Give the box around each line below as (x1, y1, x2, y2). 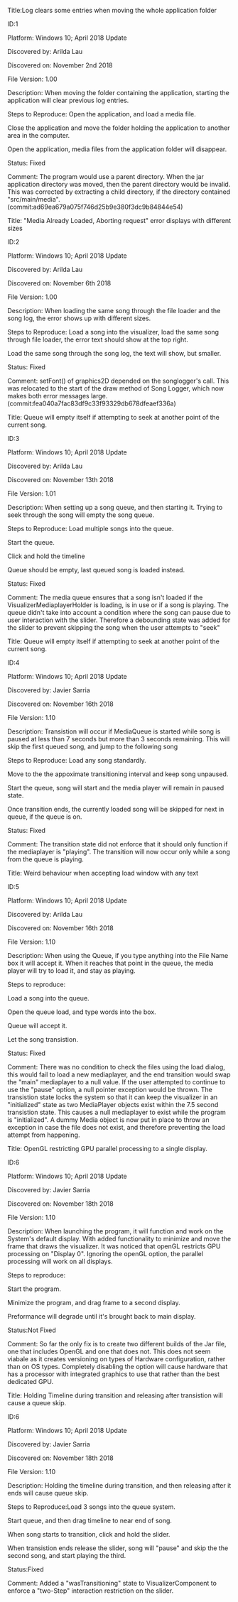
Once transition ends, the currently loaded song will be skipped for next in (7, 805, 225, 813)
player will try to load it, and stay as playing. (7, 966, 136, 975)
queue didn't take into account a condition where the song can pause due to (7, 609, 231, 616)
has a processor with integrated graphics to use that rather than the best (7, 1370, 220, 1378)
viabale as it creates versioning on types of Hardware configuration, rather (7, 1355, 226, 1363)
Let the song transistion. (7, 1035, 78, 1043)
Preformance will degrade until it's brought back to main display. (7, 1312, 196, 1320)
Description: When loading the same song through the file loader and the (7, 307, 221, 315)
